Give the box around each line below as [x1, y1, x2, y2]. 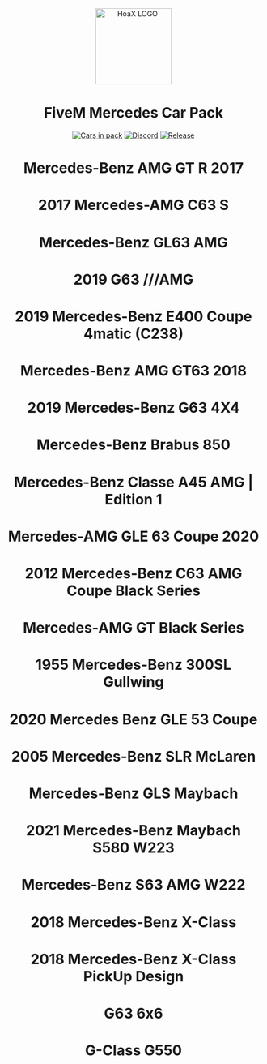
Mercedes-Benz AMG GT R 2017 [23, 159, 244, 178]
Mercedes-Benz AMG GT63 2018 [20, 362, 247, 380]
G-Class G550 [85, 1041, 182, 1060]
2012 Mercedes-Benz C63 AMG [24, 564, 243, 582]
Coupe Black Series [66, 581, 201, 599]
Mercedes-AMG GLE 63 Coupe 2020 [7, 527, 260, 546]
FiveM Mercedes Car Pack [43, 104, 224, 122]
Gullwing [102, 673, 165, 692]
